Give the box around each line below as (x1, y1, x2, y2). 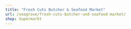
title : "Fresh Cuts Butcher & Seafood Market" (5, 7, 106, 12)
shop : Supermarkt (5, 16, 42, 21)
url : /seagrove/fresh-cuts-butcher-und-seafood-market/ (5, 12, 126, 17)
